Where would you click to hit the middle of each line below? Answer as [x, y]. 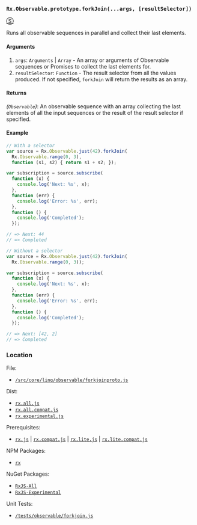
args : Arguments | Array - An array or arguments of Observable [92, 60]
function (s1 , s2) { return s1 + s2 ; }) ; [64, 162]
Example [17, 133]
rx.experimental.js [39, 416]
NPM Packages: [26, 451]
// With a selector [31, 146]
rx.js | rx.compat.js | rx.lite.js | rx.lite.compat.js [81, 439]
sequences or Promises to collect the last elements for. [83, 66]
